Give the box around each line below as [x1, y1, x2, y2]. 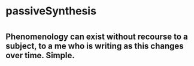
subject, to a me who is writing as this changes [5, 41, 184, 52]
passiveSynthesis [5, 4, 97, 18]
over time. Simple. [5, 50, 75, 61]
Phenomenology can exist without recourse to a [5, 32, 188, 42]
